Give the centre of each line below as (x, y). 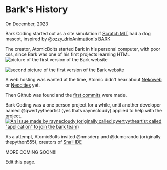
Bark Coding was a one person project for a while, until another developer (83, 105)
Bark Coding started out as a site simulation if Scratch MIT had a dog (78, 33)
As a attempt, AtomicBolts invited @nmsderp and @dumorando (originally (83, 136)
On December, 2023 (27, 24)
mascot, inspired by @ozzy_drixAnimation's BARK (58, 39)
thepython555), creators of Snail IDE (44, 142)
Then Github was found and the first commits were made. (66, 95)
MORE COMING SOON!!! (31, 152)
